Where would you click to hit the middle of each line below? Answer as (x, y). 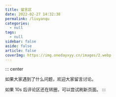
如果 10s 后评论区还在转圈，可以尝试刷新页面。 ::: (56, 90)
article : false (21, 50)
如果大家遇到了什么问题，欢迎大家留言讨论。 (51, 79)
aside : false (19, 46)
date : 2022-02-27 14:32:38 (33, 14)
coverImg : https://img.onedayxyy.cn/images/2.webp (58, 55)
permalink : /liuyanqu (27, 19)
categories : (17, 23)
